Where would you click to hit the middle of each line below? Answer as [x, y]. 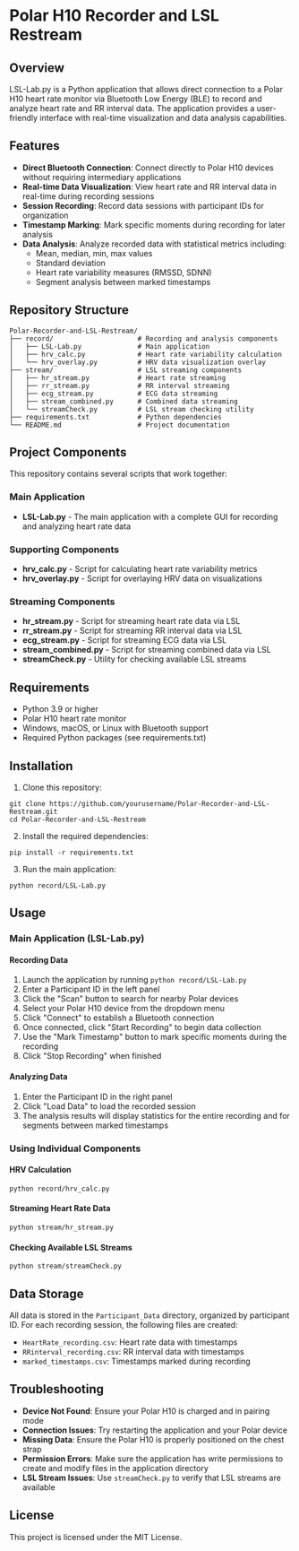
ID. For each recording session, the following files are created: [124, 1325]
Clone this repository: [62, 787]
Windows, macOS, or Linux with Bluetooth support [115, 728]
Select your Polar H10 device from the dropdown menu [124, 1009]
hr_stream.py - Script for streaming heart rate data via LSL [131, 621]
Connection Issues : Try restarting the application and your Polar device [155, 1430]
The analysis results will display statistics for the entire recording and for [156, 1115]
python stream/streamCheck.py [66, 1266]
